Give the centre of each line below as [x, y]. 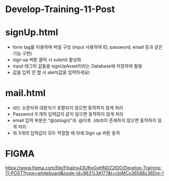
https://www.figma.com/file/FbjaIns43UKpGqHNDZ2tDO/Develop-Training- [84, 168]
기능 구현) [22, 54]
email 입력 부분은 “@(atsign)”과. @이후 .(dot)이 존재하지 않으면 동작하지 [85, 120]
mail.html [26, 93]
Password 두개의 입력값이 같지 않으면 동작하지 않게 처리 [68, 114]
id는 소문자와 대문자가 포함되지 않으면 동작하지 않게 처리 [68, 108]
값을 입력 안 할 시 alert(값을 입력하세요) [51, 72]
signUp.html [32, 33]
